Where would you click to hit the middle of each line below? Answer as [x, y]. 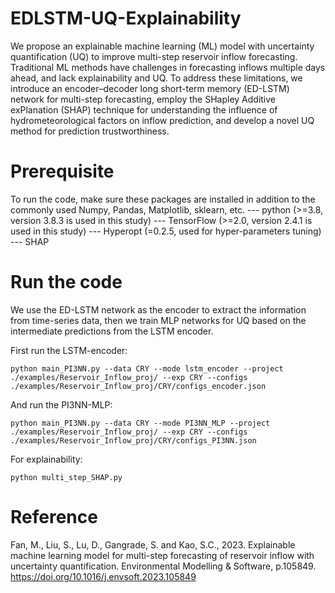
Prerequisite [62, 171]
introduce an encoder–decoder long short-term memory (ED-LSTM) [150, 88]
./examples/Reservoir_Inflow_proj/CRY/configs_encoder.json [138, 386]
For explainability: [46, 459]
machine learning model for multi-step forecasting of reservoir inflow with [162, 555]
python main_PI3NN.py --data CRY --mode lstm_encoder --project [147, 368]
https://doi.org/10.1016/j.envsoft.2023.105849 [103, 576]
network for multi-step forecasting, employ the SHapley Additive [143, 99]
